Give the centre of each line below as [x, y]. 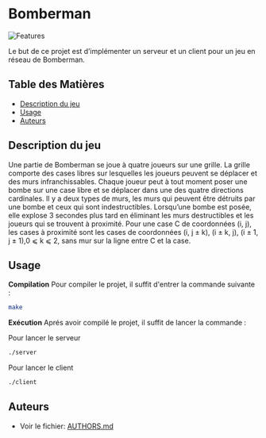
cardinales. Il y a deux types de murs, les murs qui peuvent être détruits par [132, 198]
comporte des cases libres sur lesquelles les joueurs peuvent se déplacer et [133, 173]
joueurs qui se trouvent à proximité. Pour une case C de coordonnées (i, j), [130, 224]
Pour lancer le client [41, 368]
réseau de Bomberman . [47, 60]
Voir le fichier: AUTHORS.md [66, 426]
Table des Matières [56, 85]
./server [23, 353]
